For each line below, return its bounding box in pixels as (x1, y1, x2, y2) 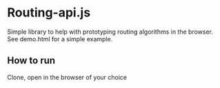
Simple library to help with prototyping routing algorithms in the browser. (7, 27, 214, 36)
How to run (7, 55, 56, 67)
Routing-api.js (7, 5, 91, 21)
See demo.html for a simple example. (7, 34, 113, 43)
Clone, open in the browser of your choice (7, 73, 128, 81)
